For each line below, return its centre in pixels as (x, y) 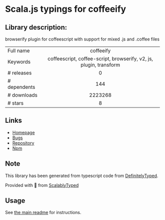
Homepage (24, 132)
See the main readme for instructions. (43, 213)
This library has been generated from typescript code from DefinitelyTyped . (82, 176)
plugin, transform (100, 65)
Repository (23, 143)
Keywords (19, 62)
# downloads (23, 95)
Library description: (36, 27)
